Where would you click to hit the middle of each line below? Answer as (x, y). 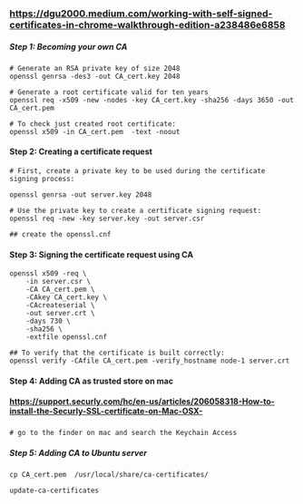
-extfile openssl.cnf (66, 337)
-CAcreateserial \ (60, 305)
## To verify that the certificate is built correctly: (117, 353)
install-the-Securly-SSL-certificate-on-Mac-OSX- (106, 412)
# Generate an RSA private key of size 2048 (95, 68)
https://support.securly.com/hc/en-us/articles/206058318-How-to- (142, 402)
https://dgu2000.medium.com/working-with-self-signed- (141, 14)
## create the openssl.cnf (60, 235)
